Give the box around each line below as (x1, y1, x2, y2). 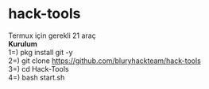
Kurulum (8, 39, 38, 48)
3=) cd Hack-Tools (8, 64, 69, 73)
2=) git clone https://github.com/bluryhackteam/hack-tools (8, 56, 201, 65)
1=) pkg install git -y (8, 47, 73, 57)
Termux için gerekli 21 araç (8, 31, 97, 40)
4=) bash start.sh (8, 72, 65, 82)
